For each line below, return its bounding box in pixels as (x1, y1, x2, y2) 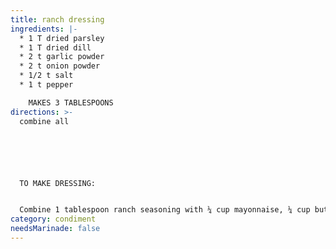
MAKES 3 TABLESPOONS (28, 97, 114, 108)
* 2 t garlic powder (19, 52, 105, 62)
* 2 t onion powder (19, 61, 101, 71)
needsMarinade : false (10, 224, 101, 234)
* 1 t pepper (19, 80, 74, 90)
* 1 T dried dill (19, 42, 92, 53)
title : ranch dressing (10, 14, 105, 25)
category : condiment (10, 214, 97, 225)
